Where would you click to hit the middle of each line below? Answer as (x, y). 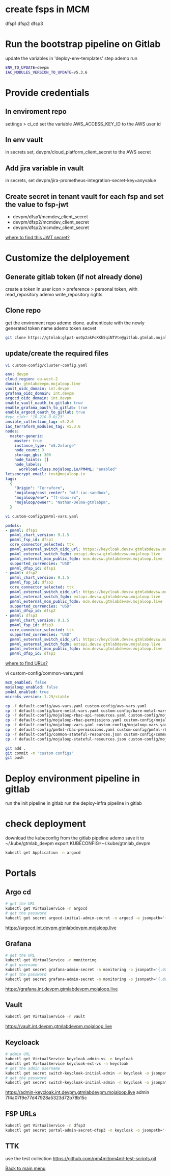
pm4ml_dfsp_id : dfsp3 (33, 654)
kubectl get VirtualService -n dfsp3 (45, 1126)
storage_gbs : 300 (33, 455)
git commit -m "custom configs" (39, 753)
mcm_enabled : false (26, 683)
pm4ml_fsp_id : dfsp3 (32, 625)
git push (15, 758)
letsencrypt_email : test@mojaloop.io (45, 474)
